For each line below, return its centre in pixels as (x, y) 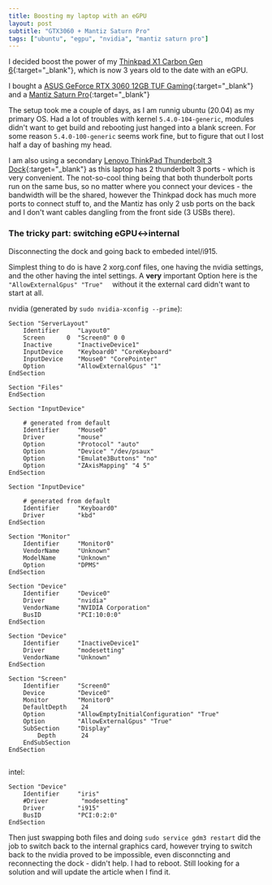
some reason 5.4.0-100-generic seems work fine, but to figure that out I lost (136, 136)
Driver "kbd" (59, 515)
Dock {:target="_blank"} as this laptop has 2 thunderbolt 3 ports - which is (132, 169)
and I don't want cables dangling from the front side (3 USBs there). (122, 213)
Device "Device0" (67, 693)
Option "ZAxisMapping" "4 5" (87, 465)
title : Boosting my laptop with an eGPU (78, 16)
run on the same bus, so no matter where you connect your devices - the (131, 187)
